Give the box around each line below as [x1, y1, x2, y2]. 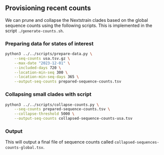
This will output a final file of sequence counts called [5, 139, 114, 145]
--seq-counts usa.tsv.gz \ [14, 56, 70, 61]
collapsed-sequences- [114, 140, 160, 145]
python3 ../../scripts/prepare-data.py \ [5, 52, 93, 57]
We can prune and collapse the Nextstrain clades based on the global [5, 17, 148, 23]
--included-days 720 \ [14, 65, 61, 70]
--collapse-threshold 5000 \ [14, 111, 75, 116]
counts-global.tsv [5, 145, 43, 151]
